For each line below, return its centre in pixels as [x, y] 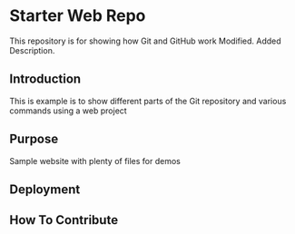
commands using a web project [68, 111]
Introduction [45, 79]
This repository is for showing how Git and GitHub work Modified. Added [145, 41]
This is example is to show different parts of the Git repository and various [148, 101]
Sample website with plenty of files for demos [95, 161]
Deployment [45, 189]
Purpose [34, 139]
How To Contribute [64, 220]
